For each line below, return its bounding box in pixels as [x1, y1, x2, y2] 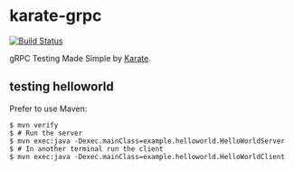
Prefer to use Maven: [9, 103, 88, 114]
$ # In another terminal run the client [9, 144, 165, 154]
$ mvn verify [9, 120, 59, 129]
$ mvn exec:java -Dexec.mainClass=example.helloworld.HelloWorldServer [9, 137, 285, 146]
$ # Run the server [9, 128, 83, 137]
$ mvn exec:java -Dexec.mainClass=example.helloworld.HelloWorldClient [9, 152, 285, 161]
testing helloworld [9, 79, 115, 95]
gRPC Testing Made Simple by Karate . [9, 52, 152, 63]
